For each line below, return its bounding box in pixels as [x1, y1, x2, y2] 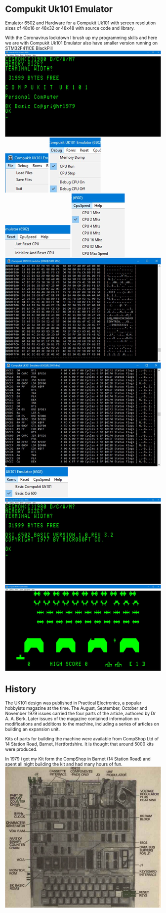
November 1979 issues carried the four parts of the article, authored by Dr [5, 711, 156, 717]
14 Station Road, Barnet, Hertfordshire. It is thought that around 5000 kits [5, 741, 154, 747]
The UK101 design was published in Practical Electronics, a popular [5, 700, 142, 706]
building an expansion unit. [5, 726, 60, 732]
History [5, 684, 37, 695]
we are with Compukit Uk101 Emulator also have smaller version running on [5, 40, 158, 46]
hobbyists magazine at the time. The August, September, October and [5, 705, 147, 711]
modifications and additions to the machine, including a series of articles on [5, 721, 160, 727]
